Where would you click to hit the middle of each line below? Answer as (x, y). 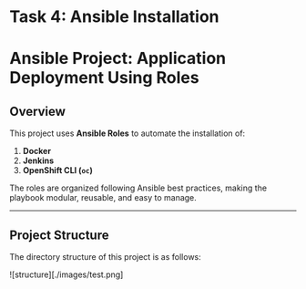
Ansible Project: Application (117, 59)
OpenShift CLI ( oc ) (58, 170)
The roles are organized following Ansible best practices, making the (138, 188)
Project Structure (59, 235)
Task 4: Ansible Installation (115, 17)
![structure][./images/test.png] (66, 274)
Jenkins (38, 160)
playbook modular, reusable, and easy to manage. (103, 198)
